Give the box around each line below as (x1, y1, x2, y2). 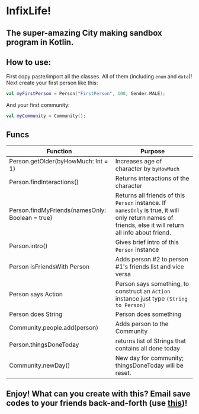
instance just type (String (115, 294, 188, 302)
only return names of (115, 213, 174, 222)
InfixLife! (6, 4, 52, 18)
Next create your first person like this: (6, 79, 98, 87)
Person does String (9, 310, 63, 318)
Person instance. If (115, 198, 166, 207)
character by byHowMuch (115, 165, 179, 173)
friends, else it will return (115, 221, 184, 229)
